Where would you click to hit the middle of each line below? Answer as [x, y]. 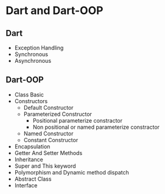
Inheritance [29, 159]
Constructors [31, 101]
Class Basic [29, 95]
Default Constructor [48, 107]
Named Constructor [48, 133]
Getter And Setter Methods [48, 153]
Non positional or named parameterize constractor [96, 127]
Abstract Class [33, 179]
